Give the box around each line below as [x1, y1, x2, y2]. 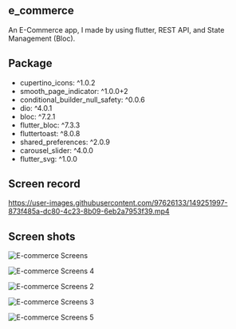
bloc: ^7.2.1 [19, 112, 56, 121]
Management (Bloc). [8, 33, 76, 43]
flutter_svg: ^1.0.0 [19, 154, 77, 163]
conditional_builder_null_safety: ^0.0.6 [19, 95, 145, 104]
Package [8, 57, 53, 70]
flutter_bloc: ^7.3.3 [19, 120, 81, 130]
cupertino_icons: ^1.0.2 [19, 77, 96, 88]
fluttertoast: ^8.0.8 [19, 128, 81, 138]
